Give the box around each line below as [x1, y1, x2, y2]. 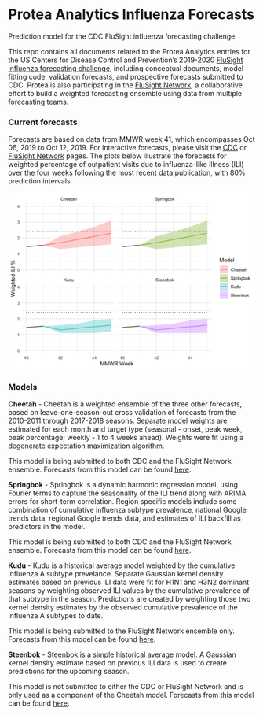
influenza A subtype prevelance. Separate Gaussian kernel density [8, 569, 224, 579]
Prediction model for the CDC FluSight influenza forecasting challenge [8, 31, 236, 41]
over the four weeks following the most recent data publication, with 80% [8, 168, 246, 178]
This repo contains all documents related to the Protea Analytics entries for [8, 46, 251, 56]
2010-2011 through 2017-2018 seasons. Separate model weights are [8, 416, 228, 426]
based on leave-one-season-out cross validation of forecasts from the [8, 408, 236, 417]
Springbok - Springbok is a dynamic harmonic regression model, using [8, 480, 238, 490]
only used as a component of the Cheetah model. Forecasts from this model [8, 691, 254, 700]
